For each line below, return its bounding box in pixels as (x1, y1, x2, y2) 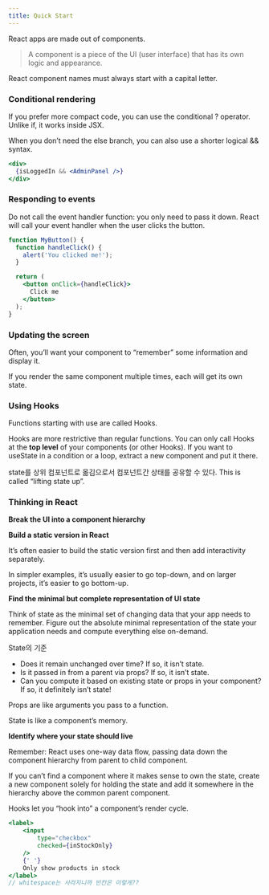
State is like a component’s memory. (8, 716, 128, 726)
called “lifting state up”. (8, 477, 85, 486)
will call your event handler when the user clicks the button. (8, 220, 206, 230)
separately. (8, 555, 46, 564)
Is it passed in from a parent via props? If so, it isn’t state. (19, 668, 210, 677)
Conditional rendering (8, 93, 96, 104)
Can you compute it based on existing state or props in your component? (19, 676, 262, 686)
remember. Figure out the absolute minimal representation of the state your (8, 618, 257, 628)
